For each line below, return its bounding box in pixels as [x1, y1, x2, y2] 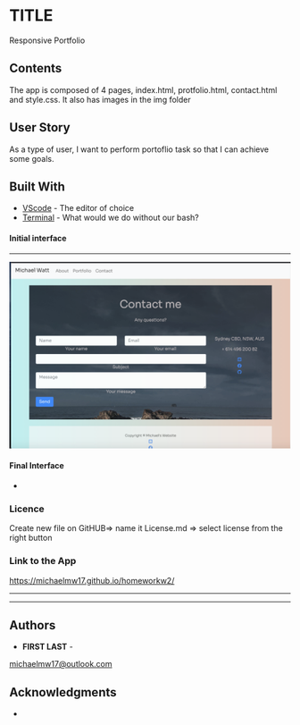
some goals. [9, 153, 54, 164]
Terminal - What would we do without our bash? [21, 212, 199, 223]
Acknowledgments [9, 685, 118, 700]
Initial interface [9, 232, 67, 243]
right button [9, 533, 53, 544]
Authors [9, 618, 56, 633]
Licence [9, 502, 45, 515]
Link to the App [9, 555, 77, 568]
